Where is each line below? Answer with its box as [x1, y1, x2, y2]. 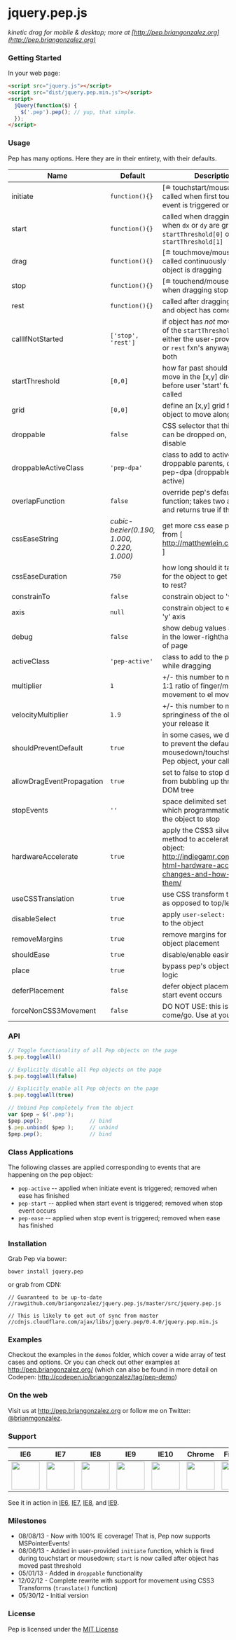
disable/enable [162, 949, 211, 959]
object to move [162, 409, 211, 419]
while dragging [162, 661, 211, 670]
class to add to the [162, 652, 223, 661]
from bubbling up [162, 776, 219, 786]
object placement [162, 938, 220, 948]
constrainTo [11, 591, 50, 601]
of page [162, 640, 188, 650]
